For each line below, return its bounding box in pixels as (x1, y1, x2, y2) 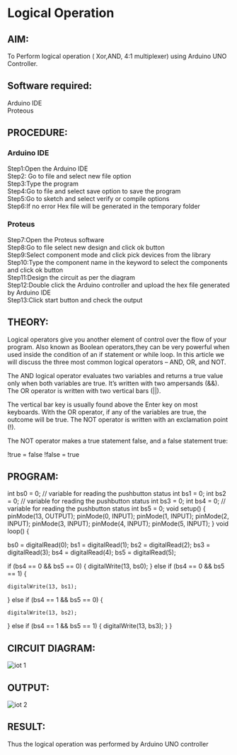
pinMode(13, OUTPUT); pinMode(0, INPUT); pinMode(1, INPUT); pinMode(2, (7, 512, 229, 521)
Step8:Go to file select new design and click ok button (7, 243, 165, 251)
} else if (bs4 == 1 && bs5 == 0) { (7, 596, 104, 604)
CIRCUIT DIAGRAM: (7, 642, 96, 654)
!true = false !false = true (7, 450, 80, 458)
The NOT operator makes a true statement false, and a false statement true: (7, 436, 229, 445)
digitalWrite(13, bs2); (7, 609, 78, 617)
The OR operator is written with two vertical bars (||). (7, 386, 161, 394)
